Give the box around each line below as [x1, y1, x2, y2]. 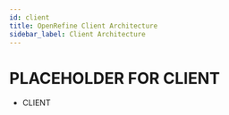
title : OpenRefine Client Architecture [9, 21, 158, 30]
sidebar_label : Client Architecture [9, 29, 146, 38]
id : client [9, 12, 50, 22]
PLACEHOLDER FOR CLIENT [9, 68, 221, 88]
